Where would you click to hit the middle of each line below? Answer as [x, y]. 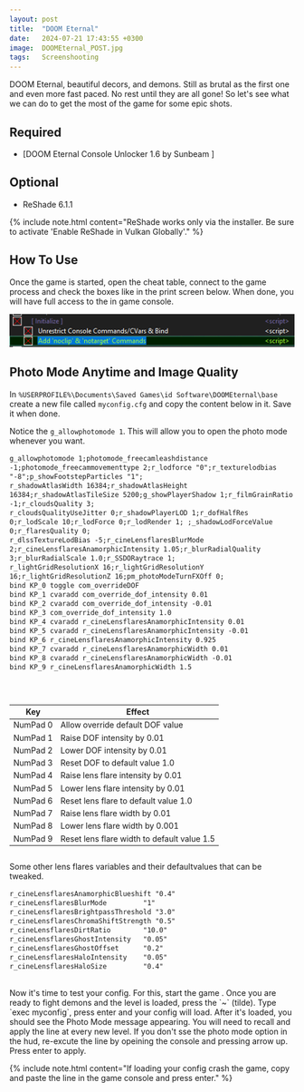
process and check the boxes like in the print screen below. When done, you [152, 291]
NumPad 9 [33, 838]
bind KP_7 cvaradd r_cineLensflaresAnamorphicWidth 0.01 [119, 648]
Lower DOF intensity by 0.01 [114, 750]
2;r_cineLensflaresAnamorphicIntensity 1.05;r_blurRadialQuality [135, 549]
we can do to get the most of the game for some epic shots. [121, 103]
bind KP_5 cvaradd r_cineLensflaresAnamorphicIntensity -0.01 [129, 630]
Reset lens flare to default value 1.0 [126, 800]
